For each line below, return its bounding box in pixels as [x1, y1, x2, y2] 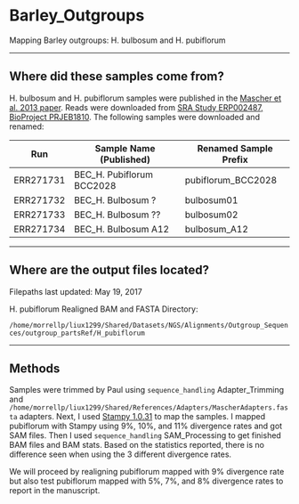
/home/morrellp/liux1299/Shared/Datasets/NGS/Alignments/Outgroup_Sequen [9, 321, 289, 329]
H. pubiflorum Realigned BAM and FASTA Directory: [9, 304, 198, 314]
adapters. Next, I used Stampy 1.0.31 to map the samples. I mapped [19, 411, 266, 422]
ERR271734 [13, 223, 66, 235]
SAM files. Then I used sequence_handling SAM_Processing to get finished [9, 430, 282, 441]
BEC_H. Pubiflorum [74, 168, 154, 181]
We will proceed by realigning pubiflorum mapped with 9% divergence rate [9, 467, 285, 477]
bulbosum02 [184, 208, 238, 221]
